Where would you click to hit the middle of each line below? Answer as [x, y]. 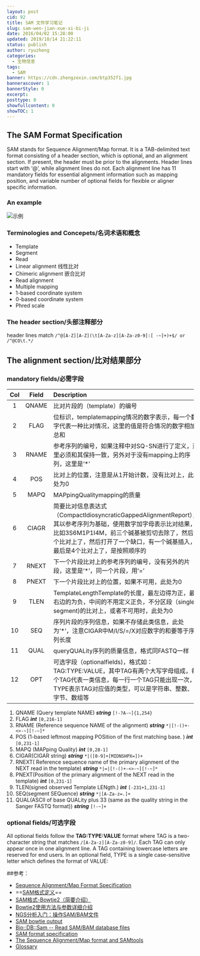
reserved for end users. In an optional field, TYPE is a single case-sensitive [99, 855]
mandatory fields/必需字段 [45, 379]
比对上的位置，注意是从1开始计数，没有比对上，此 [123, 474]
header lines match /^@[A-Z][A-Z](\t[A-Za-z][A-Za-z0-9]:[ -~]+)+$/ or [96, 335]
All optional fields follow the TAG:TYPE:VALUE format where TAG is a [92, 836]
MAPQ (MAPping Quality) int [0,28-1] [62, 749]
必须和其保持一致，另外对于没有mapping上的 [122, 455]
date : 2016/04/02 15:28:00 [40, 34]
